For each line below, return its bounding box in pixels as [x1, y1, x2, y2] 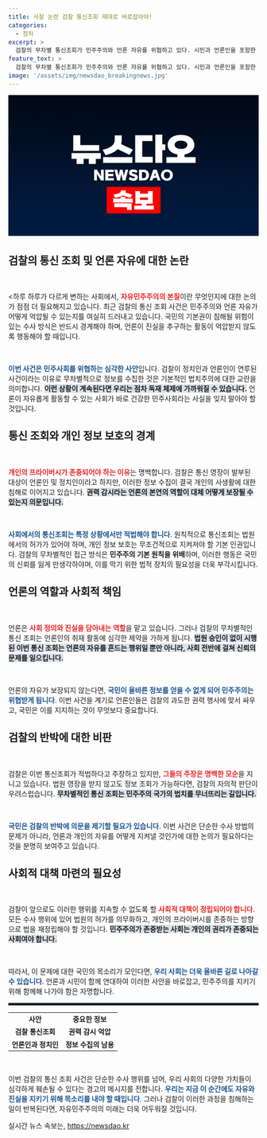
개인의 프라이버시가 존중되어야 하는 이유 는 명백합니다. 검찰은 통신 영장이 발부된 [8, 467, 251, 477]
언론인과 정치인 [11, 1039, 59, 1049]
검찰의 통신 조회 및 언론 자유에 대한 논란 [8, 253, 189, 267]
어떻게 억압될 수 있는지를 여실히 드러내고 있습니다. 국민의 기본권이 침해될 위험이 [8, 311, 254, 322]
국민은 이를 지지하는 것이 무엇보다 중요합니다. [18, 705, 159, 714]
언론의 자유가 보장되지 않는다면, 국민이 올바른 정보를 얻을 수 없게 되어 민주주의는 [8, 685, 254, 694]
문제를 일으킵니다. [8, 653, 64, 663]
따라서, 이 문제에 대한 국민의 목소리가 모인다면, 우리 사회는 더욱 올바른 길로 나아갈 [8, 967, 259, 976]
